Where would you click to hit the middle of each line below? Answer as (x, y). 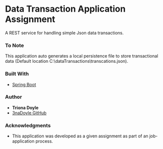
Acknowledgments (28, 125)
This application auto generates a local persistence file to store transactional (81, 56)
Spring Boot (24, 84)
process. (45, 141)
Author (14, 97)
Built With (17, 74)
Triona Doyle (25, 108)
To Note (15, 45)
